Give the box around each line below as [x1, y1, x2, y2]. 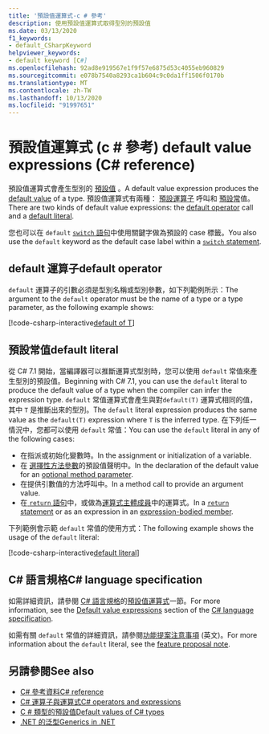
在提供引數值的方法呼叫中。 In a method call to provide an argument [19, 479, 244, 488]
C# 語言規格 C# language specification [8, 573, 203, 587]
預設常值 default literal [8, 343, 119, 357]
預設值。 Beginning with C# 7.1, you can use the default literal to [35, 376, 247, 385]
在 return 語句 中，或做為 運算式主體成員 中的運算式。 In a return [19, 497, 230, 507]
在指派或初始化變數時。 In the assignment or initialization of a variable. [19, 451, 252, 460]
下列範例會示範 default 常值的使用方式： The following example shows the [8, 523, 255, 532]
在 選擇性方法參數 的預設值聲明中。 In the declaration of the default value [19, 460, 259, 470]
